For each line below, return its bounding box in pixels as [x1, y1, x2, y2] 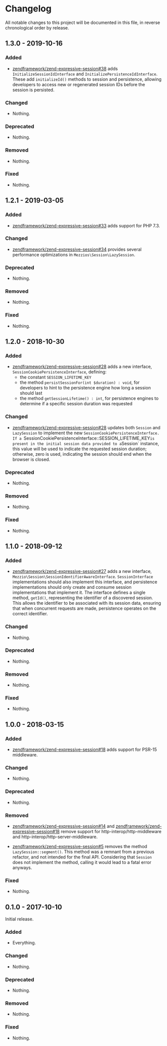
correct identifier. [12, 611, 48, 617]
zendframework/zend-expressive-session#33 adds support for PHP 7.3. [12, 222, 161, 228]
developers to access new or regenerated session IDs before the [12, 81, 146, 87]
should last [19, 390, 43, 396]
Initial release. [5, 916, 34, 922]
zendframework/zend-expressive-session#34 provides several [12, 246, 142, 252]
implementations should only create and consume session [12, 584, 132, 590]
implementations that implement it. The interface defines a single [12, 589, 146, 596]
